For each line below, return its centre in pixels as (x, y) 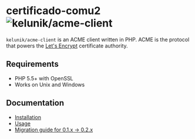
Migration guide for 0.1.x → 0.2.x (54, 130)
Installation (28, 117)
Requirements (32, 64)
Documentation (35, 103)
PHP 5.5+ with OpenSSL (44, 78)
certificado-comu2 (53, 11)
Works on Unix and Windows (50, 84)
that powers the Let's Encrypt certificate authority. (67, 46)
